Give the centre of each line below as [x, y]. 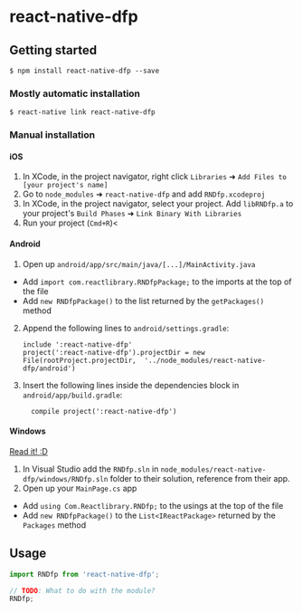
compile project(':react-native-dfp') [104, 411]
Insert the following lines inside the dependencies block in [131, 385]
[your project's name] [65, 186]
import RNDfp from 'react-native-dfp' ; [85, 574]
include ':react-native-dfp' [77, 344]
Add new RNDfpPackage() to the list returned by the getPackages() [143, 301]
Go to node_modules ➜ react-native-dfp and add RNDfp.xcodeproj [144, 194]
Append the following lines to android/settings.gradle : [126, 328]
